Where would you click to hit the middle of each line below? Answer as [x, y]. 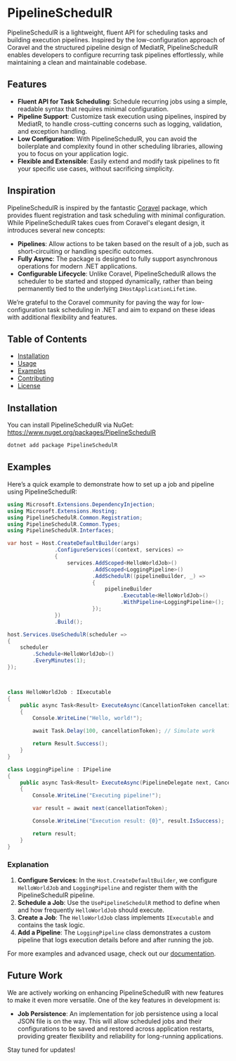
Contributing [35, 378]
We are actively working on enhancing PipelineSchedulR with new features [116, 992]
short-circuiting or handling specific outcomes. [85, 251]
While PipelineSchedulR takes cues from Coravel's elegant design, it [106, 222]
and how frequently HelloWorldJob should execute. [91, 910]
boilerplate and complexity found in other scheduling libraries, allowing [120, 146]
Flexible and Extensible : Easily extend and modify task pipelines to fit [118, 161]
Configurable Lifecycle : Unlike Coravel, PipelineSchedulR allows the [117, 274]
